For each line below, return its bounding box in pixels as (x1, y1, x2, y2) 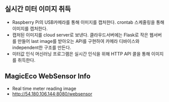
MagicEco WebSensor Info (5, 72, 91, 81)
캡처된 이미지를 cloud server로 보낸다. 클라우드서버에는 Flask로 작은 (12, 32, 149, 38)
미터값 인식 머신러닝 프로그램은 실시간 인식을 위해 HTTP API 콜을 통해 (12, 50, 150, 57)
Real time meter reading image (12, 85, 77, 91)
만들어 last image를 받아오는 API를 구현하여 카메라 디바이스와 (17, 38, 140, 44)
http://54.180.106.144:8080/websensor (12, 90, 92, 97)
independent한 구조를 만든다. (12, 44, 72, 50)
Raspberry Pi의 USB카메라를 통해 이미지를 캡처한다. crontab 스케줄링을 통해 (12, 19, 164, 25)
